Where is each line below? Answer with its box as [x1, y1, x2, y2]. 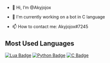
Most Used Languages [5, 39, 74, 48]
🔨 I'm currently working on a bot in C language [12, 14, 105, 19]
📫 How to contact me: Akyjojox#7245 [12, 24, 89, 29]
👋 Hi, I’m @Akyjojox [12, 5, 51, 10]
